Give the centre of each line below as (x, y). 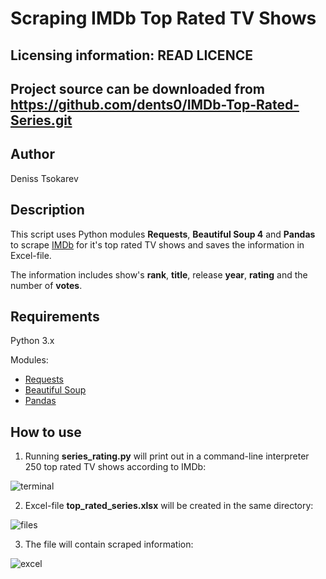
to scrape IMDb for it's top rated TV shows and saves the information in (157, 244)
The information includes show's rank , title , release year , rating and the (159, 274)
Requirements (55, 316)
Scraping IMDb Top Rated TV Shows (163, 18)
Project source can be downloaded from (137, 88)
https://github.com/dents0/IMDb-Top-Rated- (155, 104)
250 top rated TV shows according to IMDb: (115, 467)
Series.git (41, 120)
